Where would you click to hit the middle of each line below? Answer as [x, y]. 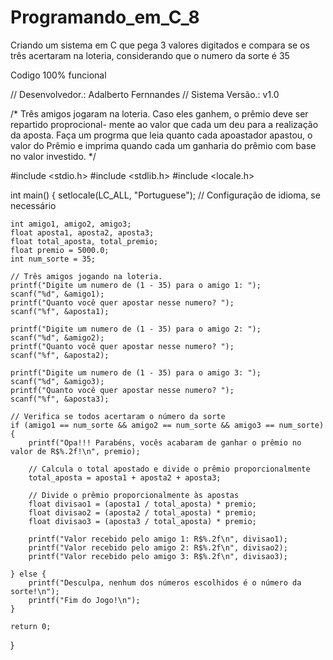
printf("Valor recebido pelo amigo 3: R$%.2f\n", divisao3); [158, 556]
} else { [28, 574]
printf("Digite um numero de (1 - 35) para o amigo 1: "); [136, 285]
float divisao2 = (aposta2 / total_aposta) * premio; [142, 512]
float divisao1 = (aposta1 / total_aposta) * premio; [142, 504]
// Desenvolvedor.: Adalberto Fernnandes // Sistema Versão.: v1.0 [145, 94]
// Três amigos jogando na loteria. [86, 276]
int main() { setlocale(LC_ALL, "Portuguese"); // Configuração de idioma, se [165, 195]
